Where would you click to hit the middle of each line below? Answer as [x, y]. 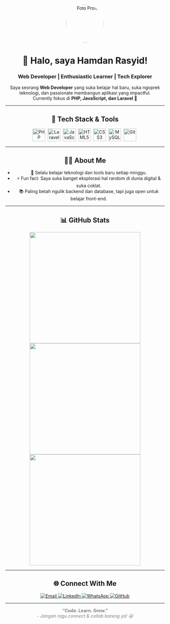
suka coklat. [89, 186]
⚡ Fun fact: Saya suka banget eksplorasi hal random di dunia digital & [89, 178]
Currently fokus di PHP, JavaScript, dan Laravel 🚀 [85, 99]
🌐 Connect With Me [85, 584]
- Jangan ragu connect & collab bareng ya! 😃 [85, 616]
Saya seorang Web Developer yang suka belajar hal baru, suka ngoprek [85, 87]
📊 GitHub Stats [85, 220]
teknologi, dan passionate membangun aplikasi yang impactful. [85, 93]
